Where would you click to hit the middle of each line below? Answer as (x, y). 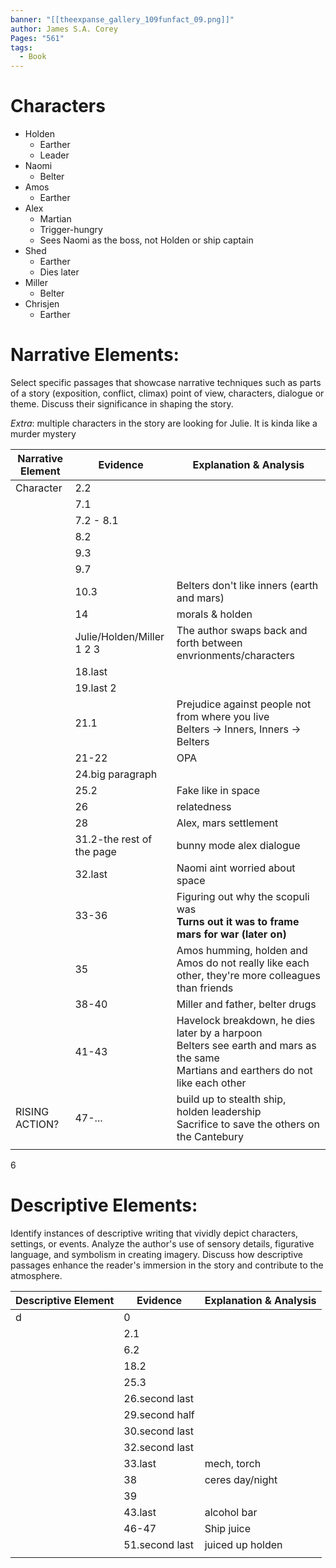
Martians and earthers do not (244, 1070)
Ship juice (228, 1528)
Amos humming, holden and (242, 950)
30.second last (158, 1431)
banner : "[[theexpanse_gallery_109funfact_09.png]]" (122, 19)
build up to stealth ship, (231, 1099)
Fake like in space (218, 790)
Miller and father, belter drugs (246, 1004)
